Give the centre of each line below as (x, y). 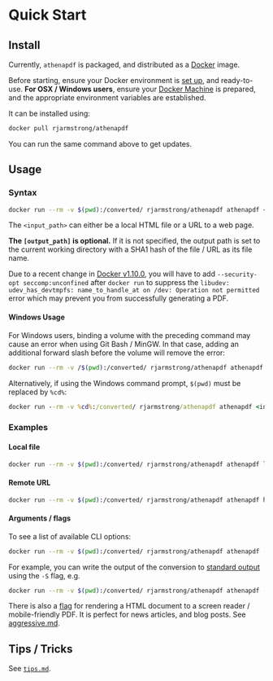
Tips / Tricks (41, 649)
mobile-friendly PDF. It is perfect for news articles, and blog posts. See (127, 615)
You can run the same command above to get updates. (100, 143)
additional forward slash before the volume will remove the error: (117, 353)
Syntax (23, 193)
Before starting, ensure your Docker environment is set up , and (114, 80)
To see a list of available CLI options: (70, 536)
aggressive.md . (35, 623)
